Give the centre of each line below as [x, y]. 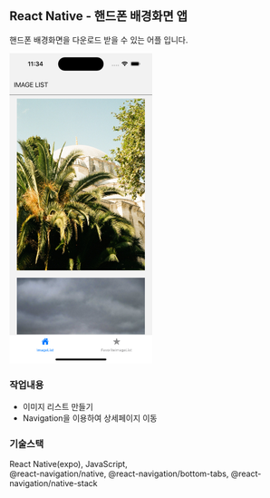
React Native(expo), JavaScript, [69, 464]
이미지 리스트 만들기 [58, 406]
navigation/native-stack [53, 483]
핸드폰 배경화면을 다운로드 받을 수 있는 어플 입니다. [99, 40]
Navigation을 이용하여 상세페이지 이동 [90, 418]
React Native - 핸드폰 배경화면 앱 [99, 16]
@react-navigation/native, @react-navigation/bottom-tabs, [119, 474]
